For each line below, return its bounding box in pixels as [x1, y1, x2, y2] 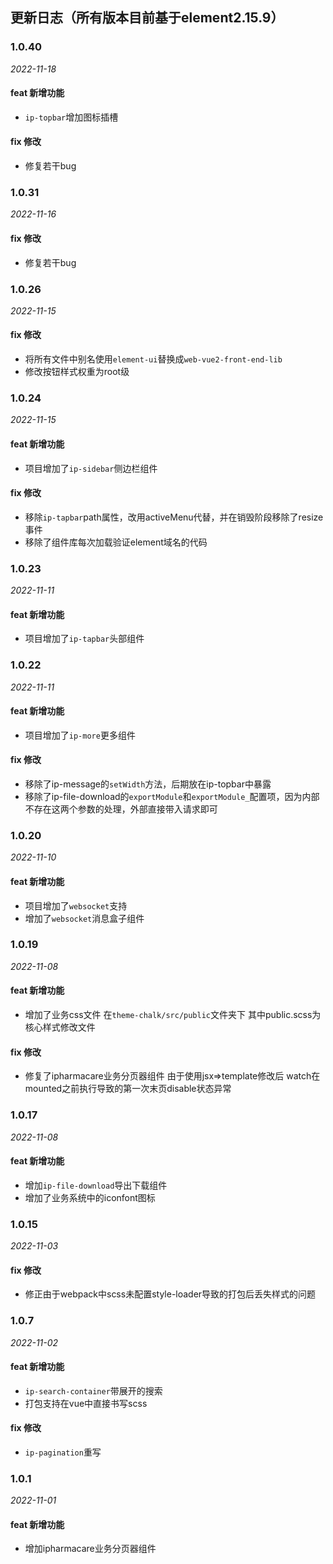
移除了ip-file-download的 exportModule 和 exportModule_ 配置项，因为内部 [24, 791, 320, 802]
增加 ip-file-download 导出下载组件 [24, 1179, 168, 1191]
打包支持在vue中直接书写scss [24, 1397, 148, 1409]
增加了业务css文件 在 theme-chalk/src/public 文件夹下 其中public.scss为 [24, 1009, 322, 1020]
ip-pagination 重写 [24, 1446, 102, 1458]
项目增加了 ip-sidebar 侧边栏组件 [24, 462, 158, 474]
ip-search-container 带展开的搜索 [24, 1384, 163, 1397]
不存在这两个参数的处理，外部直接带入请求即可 [24, 803, 218, 815]
